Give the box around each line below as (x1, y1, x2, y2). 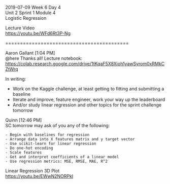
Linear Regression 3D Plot (5, 168, 60, 174)
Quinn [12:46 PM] (5, 117, 42, 123)
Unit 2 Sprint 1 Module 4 (5, 10, 56, 16)
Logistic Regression (5, 15, 47, 21)
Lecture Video (5, 25, 35, 31)
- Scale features (5, 150, 42, 155)
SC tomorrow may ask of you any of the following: (5, 123, 110, 128)
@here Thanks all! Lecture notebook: (5, 55, 83, 61)
